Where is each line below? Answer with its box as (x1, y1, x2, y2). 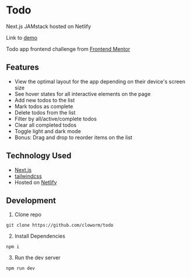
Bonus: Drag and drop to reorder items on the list (14, 134, 133, 141)
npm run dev (6, 265, 35, 272)
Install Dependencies (14, 233, 65, 240)
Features (6, 63, 39, 72)
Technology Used (6, 151, 72, 161)
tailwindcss (14, 172, 42, 179)
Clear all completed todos (14, 121, 77, 129)
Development (6, 195, 57, 205)
